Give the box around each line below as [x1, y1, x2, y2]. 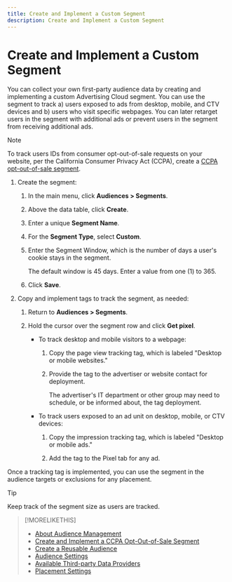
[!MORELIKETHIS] [24, 516, 76, 524]
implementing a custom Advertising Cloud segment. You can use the [7, 93, 205, 101]
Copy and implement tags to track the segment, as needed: [17, 294, 189, 303]
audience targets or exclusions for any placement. [7, 475, 152, 484]
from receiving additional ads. [7, 122, 93, 131]
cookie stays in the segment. [27, 253, 111, 262]
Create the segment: [17, 178, 77, 187]
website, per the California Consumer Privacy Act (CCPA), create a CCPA [7, 157, 219, 166]
